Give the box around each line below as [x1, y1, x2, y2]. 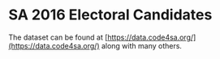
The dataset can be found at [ [8, 32, 108, 42]
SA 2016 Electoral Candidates [8, 6, 213, 24]
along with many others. [101, 40, 183, 50]
